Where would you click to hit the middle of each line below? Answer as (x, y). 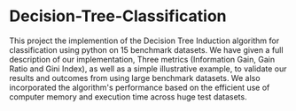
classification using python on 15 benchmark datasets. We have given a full (146, 49)
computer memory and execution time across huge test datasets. (128, 96)
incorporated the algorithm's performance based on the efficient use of (140, 87)
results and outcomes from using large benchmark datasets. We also (135, 78)
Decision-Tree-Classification (118, 16)
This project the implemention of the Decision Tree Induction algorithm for (144, 41)
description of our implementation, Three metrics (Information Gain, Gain (142, 59)
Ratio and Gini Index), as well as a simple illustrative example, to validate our (148, 69)
